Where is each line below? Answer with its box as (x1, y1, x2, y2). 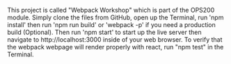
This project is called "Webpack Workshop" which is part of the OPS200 (7, 6, 215, 14)
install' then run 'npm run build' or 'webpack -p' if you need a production (7, 21, 216, 29)
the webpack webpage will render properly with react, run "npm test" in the (7, 43, 224, 51)
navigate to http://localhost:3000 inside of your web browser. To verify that (7, 35, 223, 44)
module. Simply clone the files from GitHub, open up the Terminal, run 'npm (7, 13, 224, 22)
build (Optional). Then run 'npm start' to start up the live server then (7, 28, 202, 36)
